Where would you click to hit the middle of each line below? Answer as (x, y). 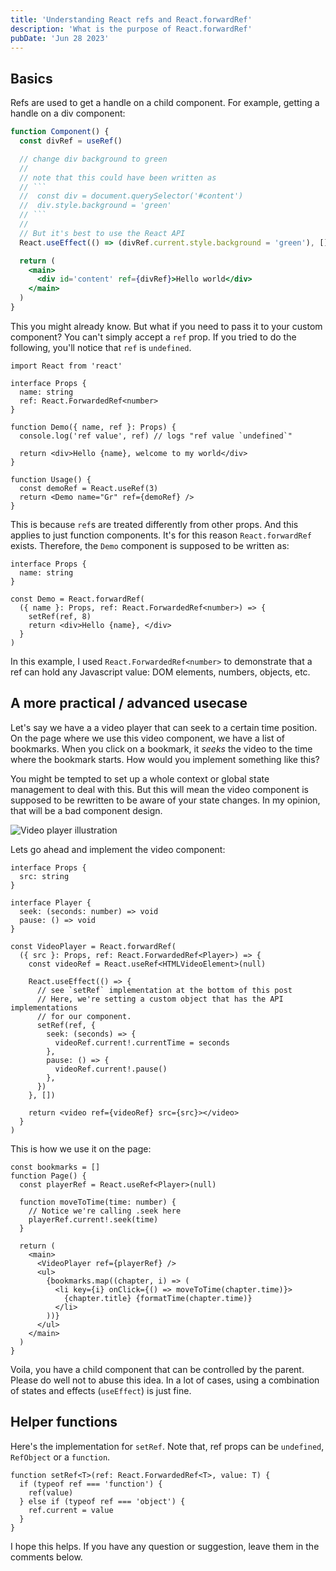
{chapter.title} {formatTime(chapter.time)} (158, 1298)
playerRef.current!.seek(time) (93, 1219)
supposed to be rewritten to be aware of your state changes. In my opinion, (165, 800)
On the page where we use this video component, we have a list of (148, 738)
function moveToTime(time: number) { (98, 1202)
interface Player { (51, 902)
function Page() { (48, 1176)
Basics (31, 78)
